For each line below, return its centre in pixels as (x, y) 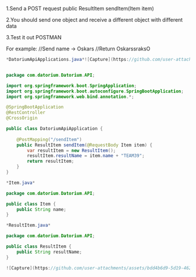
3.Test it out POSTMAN (34, 37)
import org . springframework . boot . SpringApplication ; (71, 86)
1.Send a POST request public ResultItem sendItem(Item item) (80, 8)
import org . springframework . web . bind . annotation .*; (70, 97)
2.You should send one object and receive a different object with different (94, 20)
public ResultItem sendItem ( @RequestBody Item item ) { (85, 145)
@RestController (26, 113)
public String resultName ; (49, 252)
